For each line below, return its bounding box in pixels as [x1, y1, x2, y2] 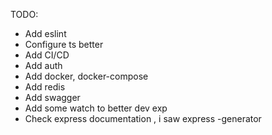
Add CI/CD [24, 49, 70, 61]
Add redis [24, 81, 66, 93]
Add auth [24, 60, 63, 71]
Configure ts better [24, 39, 104, 50]
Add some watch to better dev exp [24, 102, 168, 114]
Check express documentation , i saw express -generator [24, 113, 262, 124]
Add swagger [24, 92, 81, 103]
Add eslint [24, 28, 67, 39]
